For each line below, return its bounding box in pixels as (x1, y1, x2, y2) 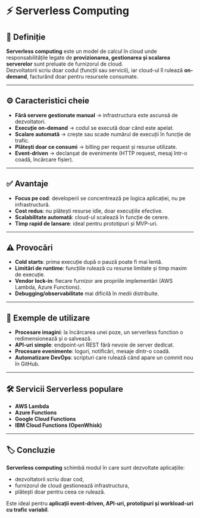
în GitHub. (14, 360, 40, 367)
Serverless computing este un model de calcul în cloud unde (6, 48, 157, 55)
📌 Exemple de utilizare (6, 313, 90, 323)
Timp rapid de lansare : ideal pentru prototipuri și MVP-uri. (14, 220, 158, 227)
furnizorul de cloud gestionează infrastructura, (14, 482, 130, 489)
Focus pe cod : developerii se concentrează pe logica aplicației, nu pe (14, 194, 186, 202)
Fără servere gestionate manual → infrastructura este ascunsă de (14, 111, 179, 118)
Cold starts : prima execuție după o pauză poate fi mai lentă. (14, 258, 162, 266)
